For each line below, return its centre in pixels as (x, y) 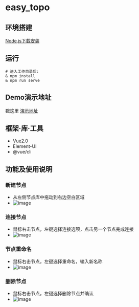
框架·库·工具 (25, 129)
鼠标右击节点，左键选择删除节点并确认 (53, 294)
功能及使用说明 (29, 169)
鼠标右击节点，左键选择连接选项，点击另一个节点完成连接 (73, 229)
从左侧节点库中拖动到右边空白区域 (49, 197)
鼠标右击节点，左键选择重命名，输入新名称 (57, 261)
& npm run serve (22, 80)
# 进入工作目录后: (22, 71)
